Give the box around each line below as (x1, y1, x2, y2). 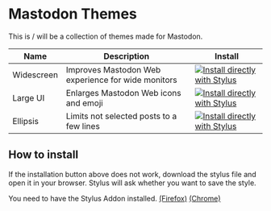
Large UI (12, 92, 45, 103)
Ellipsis (12, 115, 39, 126)
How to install (8, 148, 79, 162)
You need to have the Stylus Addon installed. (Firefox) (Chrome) (8, 193, 221, 203)
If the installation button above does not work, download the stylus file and (8, 169, 256, 179)
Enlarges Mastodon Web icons (65, 87, 181, 98)
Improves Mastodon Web (65, 64, 161, 75)
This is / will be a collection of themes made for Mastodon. (8, 31, 203, 41)
